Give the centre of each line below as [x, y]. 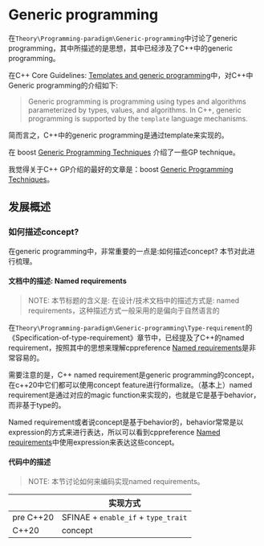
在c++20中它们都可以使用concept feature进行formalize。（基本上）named [130, 384]
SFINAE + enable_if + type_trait [124, 518]
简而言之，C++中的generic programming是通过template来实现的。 [118, 135]
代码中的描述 [29, 462]
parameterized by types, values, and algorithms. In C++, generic [135, 109]
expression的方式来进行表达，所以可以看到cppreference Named [114, 432]
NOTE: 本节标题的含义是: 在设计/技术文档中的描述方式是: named [134, 300]
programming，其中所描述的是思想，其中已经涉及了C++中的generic [121, 48]
